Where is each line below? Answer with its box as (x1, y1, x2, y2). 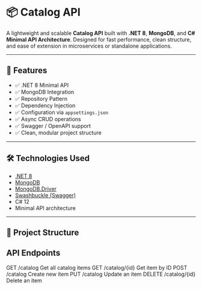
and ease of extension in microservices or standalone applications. (6, 42, 173, 49)
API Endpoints (6, 248, 61, 258)
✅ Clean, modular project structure (14, 129, 102, 136)
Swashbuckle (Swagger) (14, 191, 76, 198)
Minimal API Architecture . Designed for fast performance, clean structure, (6, 36, 192, 43)
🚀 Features (6, 65, 47, 76)
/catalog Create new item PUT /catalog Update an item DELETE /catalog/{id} (6, 270, 196, 278)
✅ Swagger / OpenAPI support (14, 122, 91, 129)
